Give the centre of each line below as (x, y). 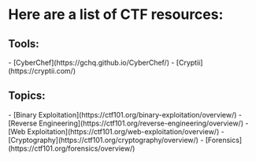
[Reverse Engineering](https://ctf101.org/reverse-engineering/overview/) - (128, 123)
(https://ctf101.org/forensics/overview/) (72, 148)
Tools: (24, 44)
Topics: (27, 96)
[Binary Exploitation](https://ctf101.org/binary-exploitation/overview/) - (128, 114)
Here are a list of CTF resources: (116, 15)
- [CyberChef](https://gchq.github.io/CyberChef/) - (91, 62)
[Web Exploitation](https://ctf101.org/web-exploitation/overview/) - (116, 131)
